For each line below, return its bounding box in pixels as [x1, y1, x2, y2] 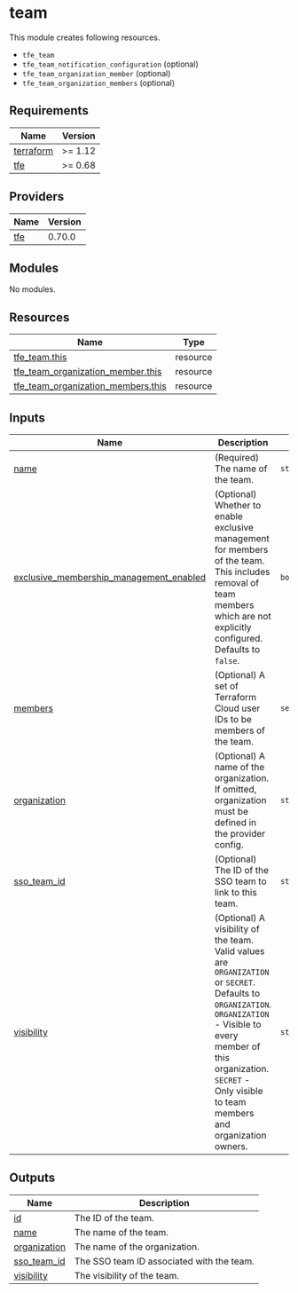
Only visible [214, 1085, 263, 1097]
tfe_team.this [13, 351, 67, 364]
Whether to [214, 500, 262, 511]
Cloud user [214, 702, 261, 714]
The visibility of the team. [74, 1269, 180, 1281]
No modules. [9, 284, 56, 295]
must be [214, 806, 248, 817]
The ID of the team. [74, 1211, 154, 1224]
